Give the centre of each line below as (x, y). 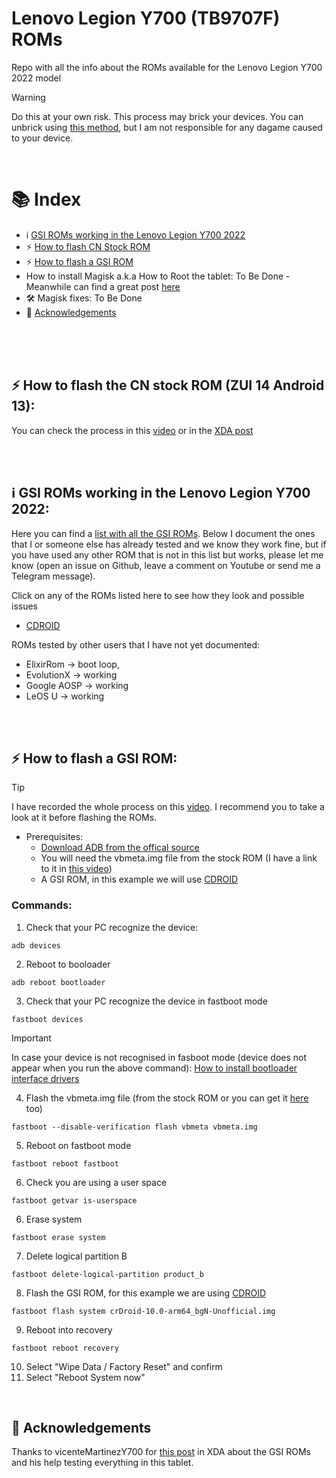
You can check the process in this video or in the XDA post (132, 430)
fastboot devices (47, 1019)
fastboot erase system (58, 1237)
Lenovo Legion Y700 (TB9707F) (146, 18)
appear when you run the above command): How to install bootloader (154, 1068)
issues (24, 606)
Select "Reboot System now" (85, 1377)
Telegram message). (53, 576)
